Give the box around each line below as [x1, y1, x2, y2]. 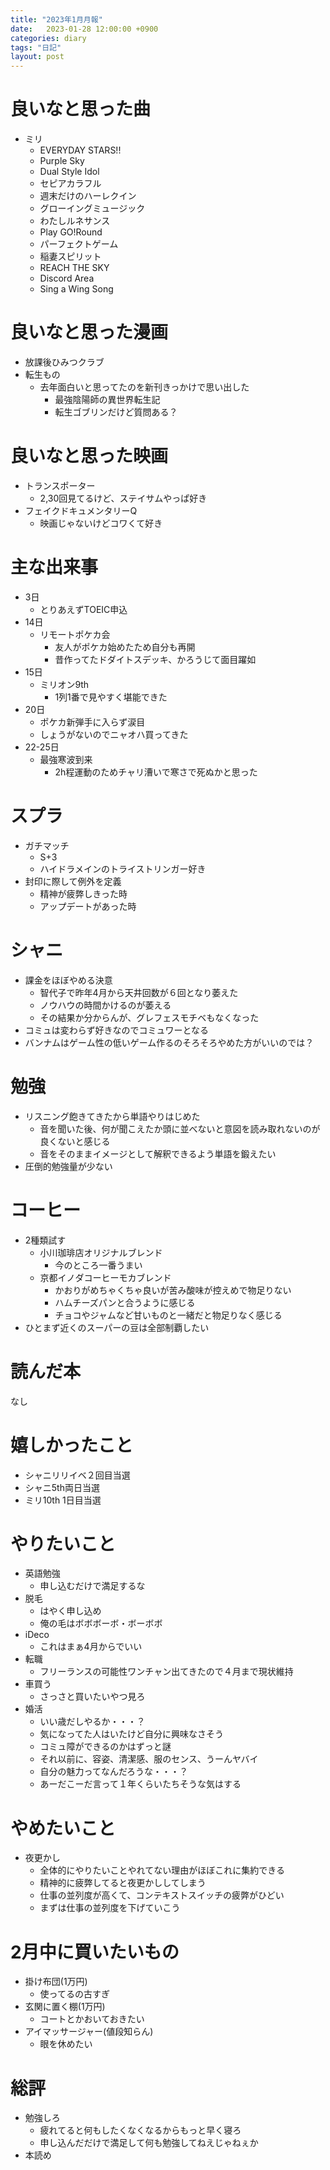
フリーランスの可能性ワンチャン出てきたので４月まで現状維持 [39, 1666, 294, 1678]
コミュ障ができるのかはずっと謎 [39, 1741, 172, 1753]
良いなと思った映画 [10, 445, 169, 468]
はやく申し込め [39, 1605, 102, 1617]
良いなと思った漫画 [10, 321, 169, 344]
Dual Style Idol [39, 166, 100, 178]
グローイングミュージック [39, 202, 146, 215]
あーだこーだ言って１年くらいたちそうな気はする [39, 1778, 242, 1790]
